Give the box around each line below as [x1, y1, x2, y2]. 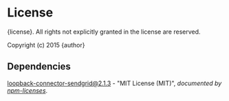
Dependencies [7, 60, 71, 73]
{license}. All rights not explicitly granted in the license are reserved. [7, 27, 201, 36]
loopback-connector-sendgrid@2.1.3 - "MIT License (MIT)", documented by [7, 79, 222, 87]
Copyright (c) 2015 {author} [7, 41, 85, 49]
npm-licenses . [7, 86, 48, 94]
